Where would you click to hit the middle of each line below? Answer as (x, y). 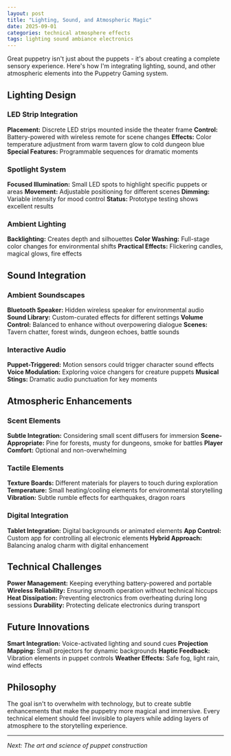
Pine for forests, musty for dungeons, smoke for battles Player (134, 443)
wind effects (25, 666)
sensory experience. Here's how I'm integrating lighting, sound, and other (111, 66)
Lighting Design (42, 95)
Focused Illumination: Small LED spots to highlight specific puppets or (107, 185)
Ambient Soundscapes (46, 295)
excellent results (30, 207)
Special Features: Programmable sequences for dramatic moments (103, 151)
